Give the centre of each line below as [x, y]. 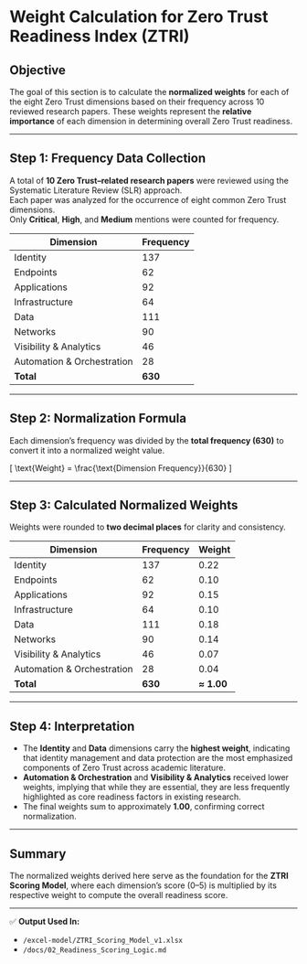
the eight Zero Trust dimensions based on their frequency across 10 [137, 102]
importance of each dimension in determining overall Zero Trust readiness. [151, 121]
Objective [38, 70]
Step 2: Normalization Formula [98, 418]
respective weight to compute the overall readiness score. [119, 895]
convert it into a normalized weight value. [87, 450]
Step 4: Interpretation [72, 726]
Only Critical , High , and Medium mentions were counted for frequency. [144, 219]
